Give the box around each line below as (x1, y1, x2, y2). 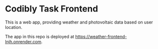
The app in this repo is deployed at (5, 34, 74, 39)
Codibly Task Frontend (5, 3, 98, 14)
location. (5, 24, 23, 30)
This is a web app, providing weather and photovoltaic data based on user (5, 19, 153, 25)
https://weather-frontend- (75, 34, 127, 39)
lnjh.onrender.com (5, 38, 42, 44)
